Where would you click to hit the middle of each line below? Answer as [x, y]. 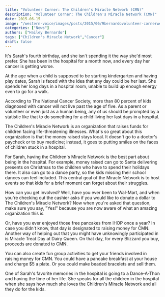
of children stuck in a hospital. [36, 147]
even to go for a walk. [27, 91]
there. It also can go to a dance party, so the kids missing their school [76, 172]
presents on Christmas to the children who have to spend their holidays [77, 167]
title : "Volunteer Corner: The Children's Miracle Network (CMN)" [74, 10]
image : [12, 23]
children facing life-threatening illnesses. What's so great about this [74, 132]
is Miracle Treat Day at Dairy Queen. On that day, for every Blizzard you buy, [82, 238]
